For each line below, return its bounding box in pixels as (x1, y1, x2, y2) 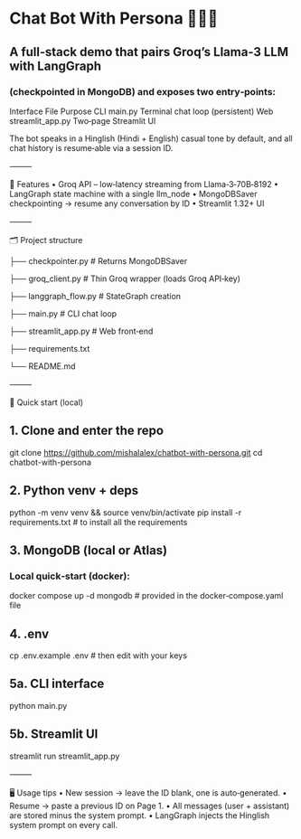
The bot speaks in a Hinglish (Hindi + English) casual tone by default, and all (9, 133, 293, 144)
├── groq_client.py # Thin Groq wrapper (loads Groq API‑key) (9, 273, 241, 284)
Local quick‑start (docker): (9, 570, 131, 582)
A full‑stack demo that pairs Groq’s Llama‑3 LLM (9, 44, 289, 60)
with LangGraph (9, 58, 102, 73)
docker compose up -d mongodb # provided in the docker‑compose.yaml (9, 590, 284, 601)
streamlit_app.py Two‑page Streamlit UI (9, 115, 156, 126)
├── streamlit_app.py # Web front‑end (9, 325, 154, 336)
